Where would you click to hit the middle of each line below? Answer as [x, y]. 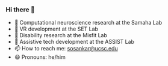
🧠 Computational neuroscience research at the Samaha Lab [88, 23]
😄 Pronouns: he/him [40, 57]
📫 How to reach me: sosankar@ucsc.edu [66, 49]
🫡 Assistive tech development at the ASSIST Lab [74, 42]
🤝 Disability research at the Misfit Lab [61, 35]
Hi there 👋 [20, 10]
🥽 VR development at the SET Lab [56, 29]
